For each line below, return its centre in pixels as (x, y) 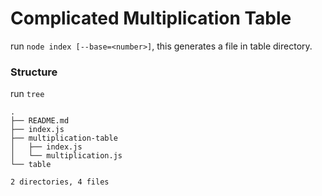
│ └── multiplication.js (66, 156)
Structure (34, 72)
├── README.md (40, 121)
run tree (27, 94)
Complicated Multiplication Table (151, 18)
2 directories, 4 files (60, 182)
